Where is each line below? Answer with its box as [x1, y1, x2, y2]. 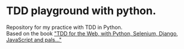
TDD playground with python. [6, 4, 156, 18]
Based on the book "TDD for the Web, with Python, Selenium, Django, [6, 30, 179, 37]
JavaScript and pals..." [6, 36, 62, 43]
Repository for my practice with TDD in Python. [6, 24, 123, 31]
